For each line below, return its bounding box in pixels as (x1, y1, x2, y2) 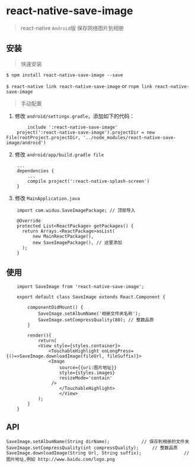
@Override (17, 218, 41, 224)
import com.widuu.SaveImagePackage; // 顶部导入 (17, 207, 136, 214)
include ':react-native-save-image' (27, 124, 118, 130)
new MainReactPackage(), (32, 233, 94, 239)
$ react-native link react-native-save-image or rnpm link (6, 82, 152, 89)
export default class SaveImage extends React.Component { (17, 294, 166, 300)
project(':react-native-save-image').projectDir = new (17, 129, 155, 135)
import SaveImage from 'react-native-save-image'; (17, 283, 145, 289)
